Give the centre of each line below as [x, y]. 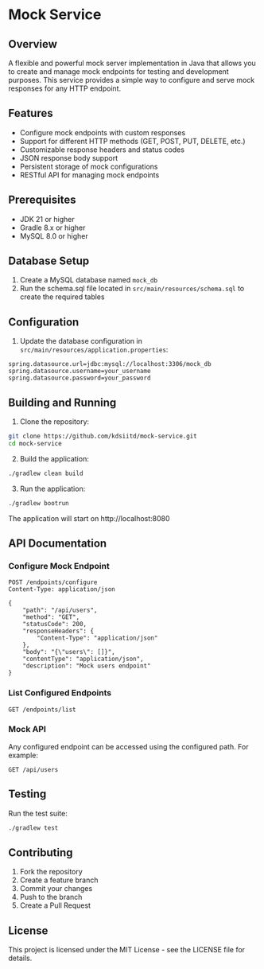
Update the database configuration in [81, 341]
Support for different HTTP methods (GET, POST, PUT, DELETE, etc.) [132, 141]
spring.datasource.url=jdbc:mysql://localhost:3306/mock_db [110, 364]
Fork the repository [51, 872]
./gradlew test [33, 828]
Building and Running [62, 402]
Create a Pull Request [55, 905]
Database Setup [49, 261]
